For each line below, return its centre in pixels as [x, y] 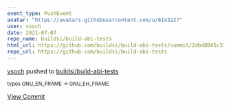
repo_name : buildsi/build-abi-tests [59, 39]
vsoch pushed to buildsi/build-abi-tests [63, 71]
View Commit [26, 96]
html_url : [21, 45]
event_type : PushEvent [40, 13]
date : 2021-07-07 [32, 33]
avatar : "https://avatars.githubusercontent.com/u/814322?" [95, 20]
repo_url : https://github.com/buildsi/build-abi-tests [87, 52]
